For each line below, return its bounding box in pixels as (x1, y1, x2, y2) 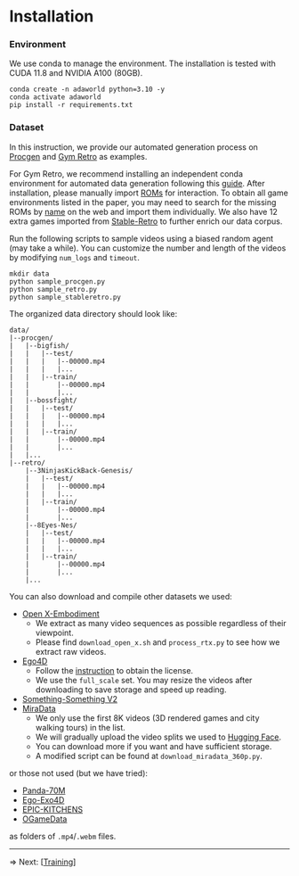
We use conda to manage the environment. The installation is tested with (9, 58, 276, 69)
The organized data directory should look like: (9, 308, 178, 318)
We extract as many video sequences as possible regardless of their (35, 617, 287, 628)
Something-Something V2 (21, 693, 118, 704)
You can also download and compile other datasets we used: (9, 591, 233, 601)
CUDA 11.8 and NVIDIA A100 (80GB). (9, 68, 143, 79)
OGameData (21, 814, 68, 824)
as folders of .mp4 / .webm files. (9, 831, 117, 841)
